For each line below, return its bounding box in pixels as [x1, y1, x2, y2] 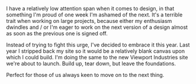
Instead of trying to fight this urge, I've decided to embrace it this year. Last [6, 41, 190, 48]
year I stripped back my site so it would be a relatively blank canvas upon [6, 48, 185, 55]
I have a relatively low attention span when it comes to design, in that [6, 5, 175, 12]
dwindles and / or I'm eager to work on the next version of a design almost [6, 23, 188, 31]
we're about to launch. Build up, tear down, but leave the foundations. [6, 60, 176, 67]
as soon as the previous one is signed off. [6, 30, 108, 37]
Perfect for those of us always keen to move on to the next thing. [6, 72, 165, 78]
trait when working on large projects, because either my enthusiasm [6, 18, 172, 24]
